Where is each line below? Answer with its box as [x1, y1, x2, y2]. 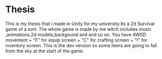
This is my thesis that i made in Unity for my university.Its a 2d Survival [5, 21, 155, 27]
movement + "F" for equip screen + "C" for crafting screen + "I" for [5, 37, 148, 43]
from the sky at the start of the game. [5, 48, 85, 54]
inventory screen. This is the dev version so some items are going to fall [5, 42, 157, 48]
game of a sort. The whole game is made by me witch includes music [5, 26, 152, 32]
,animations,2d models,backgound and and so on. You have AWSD [5, 31, 147, 37]
